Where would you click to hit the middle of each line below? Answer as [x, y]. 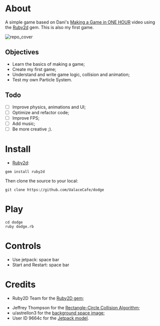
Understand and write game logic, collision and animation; [71, 75]
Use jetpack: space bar [36, 259]
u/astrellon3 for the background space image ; [58, 313]
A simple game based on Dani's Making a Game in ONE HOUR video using [80, 22]
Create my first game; [34, 69]
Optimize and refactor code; [41, 112]
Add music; [24, 124]
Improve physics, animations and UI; [49, 107]
